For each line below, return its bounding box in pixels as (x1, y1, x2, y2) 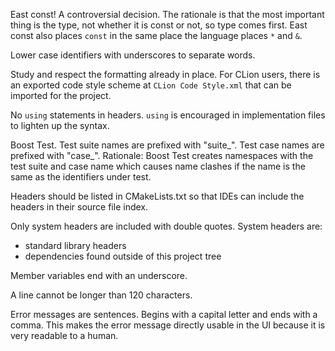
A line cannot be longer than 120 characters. (10, 289, 193, 301)
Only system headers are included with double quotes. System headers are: (10, 220, 323, 232)
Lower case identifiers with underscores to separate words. (10, 49, 256, 61)
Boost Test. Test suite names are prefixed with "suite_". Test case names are (10, 139, 325, 151)
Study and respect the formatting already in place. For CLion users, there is (10, 69, 321, 80)
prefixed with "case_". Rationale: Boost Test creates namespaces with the (10, 150, 314, 161)
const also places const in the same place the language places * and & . (10, 30, 303, 41)
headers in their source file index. (10, 201, 149, 213)
